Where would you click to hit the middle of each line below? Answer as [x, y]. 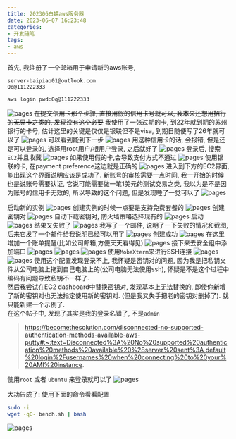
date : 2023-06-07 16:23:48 [47, 20]
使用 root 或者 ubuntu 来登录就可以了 [60, 379]
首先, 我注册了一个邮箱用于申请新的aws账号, [72, 67]
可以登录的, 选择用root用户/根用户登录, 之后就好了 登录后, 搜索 [117, 148]
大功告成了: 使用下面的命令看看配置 [58, 394]
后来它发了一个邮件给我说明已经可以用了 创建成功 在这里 [116, 234]
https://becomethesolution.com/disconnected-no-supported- [114, 327]
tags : [15, 40]
